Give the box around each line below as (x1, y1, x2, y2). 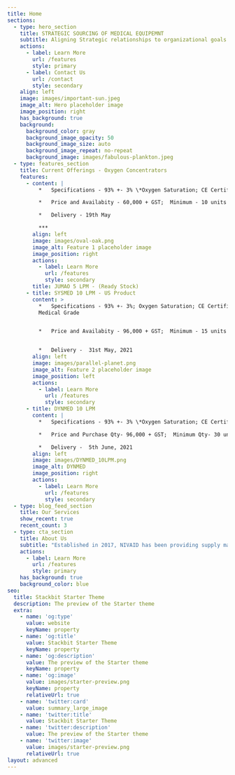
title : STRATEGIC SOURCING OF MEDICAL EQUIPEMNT (20, 29, 164, 37)
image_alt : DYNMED (32, 464, 86, 471)
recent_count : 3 (20, 522, 68, 530)
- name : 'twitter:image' (20, 737, 92, 744)
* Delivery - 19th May (38, 212, 111, 219)
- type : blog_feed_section (13, 502, 92, 509)
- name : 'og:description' (20, 652, 96, 659)
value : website (25, 620, 71, 627)
